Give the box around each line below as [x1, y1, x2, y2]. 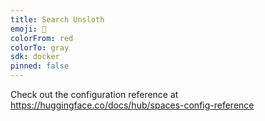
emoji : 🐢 [10, 24, 47, 34]
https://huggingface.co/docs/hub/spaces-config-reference [10, 99, 255, 111]
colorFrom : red [10, 33, 74, 43]
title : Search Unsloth [10, 14, 105, 25]
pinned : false [10, 61, 70, 71]
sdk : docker [10, 52, 60, 62]
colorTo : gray [10, 42, 70, 53]
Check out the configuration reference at [10, 89, 179, 100]
